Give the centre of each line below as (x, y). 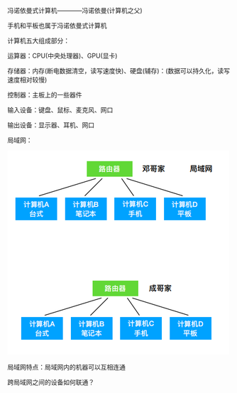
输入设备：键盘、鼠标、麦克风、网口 (60, 110)
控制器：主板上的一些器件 (45, 95)
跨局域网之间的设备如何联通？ (51, 382)
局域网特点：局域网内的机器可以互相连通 (66, 367)
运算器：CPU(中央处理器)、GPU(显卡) (62, 56)
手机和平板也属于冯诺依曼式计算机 (57, 26)
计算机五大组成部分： (38, 41)
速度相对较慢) (27, 80)
